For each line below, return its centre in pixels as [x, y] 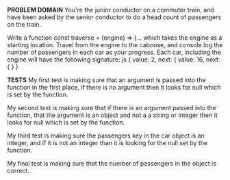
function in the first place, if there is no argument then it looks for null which [114, 87]
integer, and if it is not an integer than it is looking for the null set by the [107, 143]
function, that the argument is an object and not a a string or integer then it [112, 115]
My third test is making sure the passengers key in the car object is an [106, 136]
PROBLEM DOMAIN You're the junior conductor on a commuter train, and [111, 10]
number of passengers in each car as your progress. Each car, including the [114, 52]
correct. [18, 171]
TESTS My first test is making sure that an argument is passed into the [107, 80]
